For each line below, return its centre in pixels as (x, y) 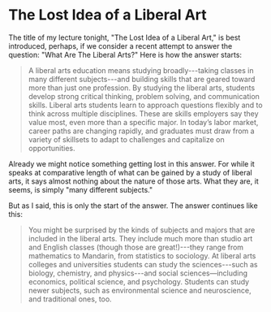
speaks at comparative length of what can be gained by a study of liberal (131, 172)
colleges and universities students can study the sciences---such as (143, 264)
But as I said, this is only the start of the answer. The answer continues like (133, 206)
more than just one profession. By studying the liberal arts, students (142, 88)
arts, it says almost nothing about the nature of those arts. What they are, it (133, 181)
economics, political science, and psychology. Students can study (139, 281)
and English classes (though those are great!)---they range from (136, 247)
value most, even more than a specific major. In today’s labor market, (143, 122)
